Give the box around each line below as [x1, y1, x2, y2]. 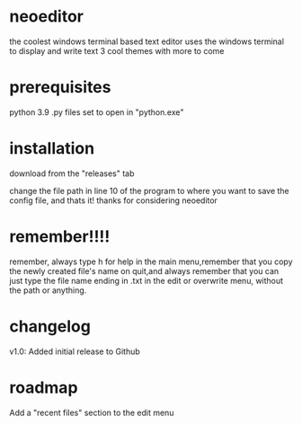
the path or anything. [9, 285, 87, 296]
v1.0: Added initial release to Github [9, 346, 141, 357]
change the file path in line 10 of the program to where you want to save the [9, 185, 289, 196]
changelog [9, 316, 92, 336]
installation [9, 138, 95, 159]
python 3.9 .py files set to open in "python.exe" [9, 106, 184, 118]
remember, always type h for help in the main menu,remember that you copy [9, 256, 293, 267]
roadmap [9, 377, 78, 397]
